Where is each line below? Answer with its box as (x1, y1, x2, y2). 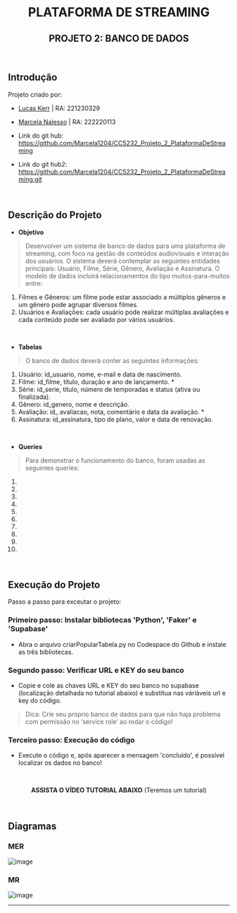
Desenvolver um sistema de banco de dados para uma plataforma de (25, 241, 226, 250)
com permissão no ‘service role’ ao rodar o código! (25, 717, 173, 726)
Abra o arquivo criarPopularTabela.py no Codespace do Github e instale (18, 640, 227, 648)
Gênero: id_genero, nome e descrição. (18, 400, 129, 408)
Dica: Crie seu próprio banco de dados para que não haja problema (25, 710, 221, 719)
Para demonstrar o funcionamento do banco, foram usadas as (25, 456, 206, 465)
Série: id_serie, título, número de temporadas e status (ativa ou (18, 385, 200, 393)
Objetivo (18, 227, 44, 237)
